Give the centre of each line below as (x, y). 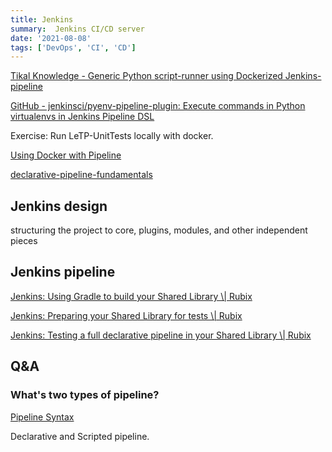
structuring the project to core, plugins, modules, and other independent (159, 230)
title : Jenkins (42, 19)
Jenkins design (59, 206)
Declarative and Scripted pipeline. (80, 436)
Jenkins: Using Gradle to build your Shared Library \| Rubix (131, 296)
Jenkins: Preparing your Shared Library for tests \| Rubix (126, 315)
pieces (24, 241)
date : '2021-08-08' (51, 38)
